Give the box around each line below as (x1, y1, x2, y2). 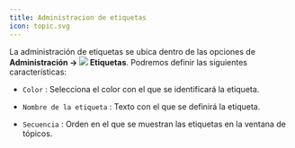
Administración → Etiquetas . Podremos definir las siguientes (9, 57, 247, 67)
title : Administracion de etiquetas (9, 13, 147, 22)
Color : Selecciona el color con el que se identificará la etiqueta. (22, 83, 260, 94)
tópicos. (22, 127, 53, 139)
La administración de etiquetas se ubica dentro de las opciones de (9, 46, 256, 57)
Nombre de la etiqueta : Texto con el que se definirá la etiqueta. (22, 100, 261, 112)
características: (9, 66, 67, 77)
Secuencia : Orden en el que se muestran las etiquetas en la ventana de (22, 118, 286, 129)
